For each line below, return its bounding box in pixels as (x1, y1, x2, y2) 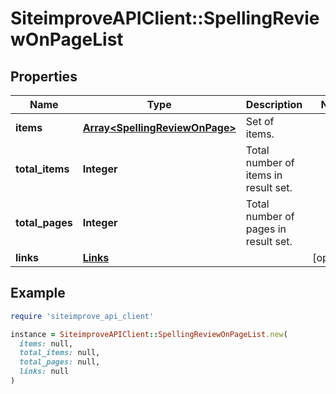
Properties (10, 68, 78, 85)
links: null (19, 367, 70, 377)
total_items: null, (19, 348, 101, 358)
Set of (245, 115, 275, 128)
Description (245, 98, 303, 111)
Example (10, 285, 66, 302)
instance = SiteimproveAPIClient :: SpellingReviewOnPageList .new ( (10, 329, 288, 339)
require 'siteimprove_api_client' (10, 311, 155, 321)
